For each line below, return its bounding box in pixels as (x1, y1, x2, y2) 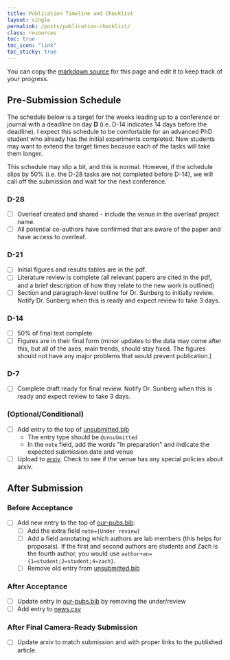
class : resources (7, 29, 57, 36)
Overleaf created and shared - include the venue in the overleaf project (16, 210, 220, 218)
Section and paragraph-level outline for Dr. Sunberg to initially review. (16, 288, 214, 296)
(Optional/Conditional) (7, 410, 84, 419)
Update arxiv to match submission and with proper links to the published (16, 638, 222, 646)
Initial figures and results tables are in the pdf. (16, 265, 147, 274)
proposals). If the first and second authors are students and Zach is (27, 542, 218, 550)
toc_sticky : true (7, 49, 57, 56)
